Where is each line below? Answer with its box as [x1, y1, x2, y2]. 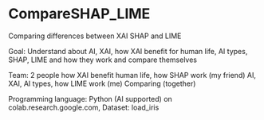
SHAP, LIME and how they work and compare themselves [8, 55, 198, 64]
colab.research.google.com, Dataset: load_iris [8, 103, 160, 112]
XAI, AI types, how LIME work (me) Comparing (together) [8, 79, 196, 88]
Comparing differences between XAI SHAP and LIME [8, 31, 182, 41]
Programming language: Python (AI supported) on [8, 94, 173, 103]
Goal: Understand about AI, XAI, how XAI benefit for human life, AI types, [8, 46, 248, 56]
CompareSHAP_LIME [8, 5, 151, 23]
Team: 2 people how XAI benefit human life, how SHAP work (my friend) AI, [8, 70, 257, 79]
